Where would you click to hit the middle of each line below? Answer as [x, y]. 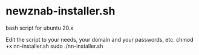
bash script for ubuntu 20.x [40, 28]
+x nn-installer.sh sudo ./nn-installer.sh [54, 46]
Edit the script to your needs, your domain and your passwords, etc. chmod [100, 39]
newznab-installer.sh [60, 11]
